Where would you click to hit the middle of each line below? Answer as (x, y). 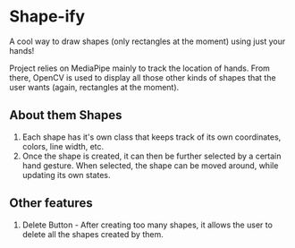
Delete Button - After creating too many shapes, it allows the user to (147, 225)
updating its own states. (66, 175)
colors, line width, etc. (63, 146)
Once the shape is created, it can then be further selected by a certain (152, 156)
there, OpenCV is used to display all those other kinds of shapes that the (143, 77)
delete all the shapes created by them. (93, 234)
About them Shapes (66, 115)
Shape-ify (47, 17)
